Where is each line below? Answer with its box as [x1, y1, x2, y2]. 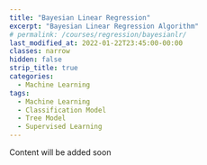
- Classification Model [17, 105, 106, 115]
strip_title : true [9, 64, 78, 73]
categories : [9, 72, 54, 81]
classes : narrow [9, 47, 70, 56]
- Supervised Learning [17, 123, 103, 132]
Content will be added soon [9, 147, 112, 158]
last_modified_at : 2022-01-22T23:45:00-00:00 [9, 38, 183, 48]
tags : [9, 88, 30, 97]
